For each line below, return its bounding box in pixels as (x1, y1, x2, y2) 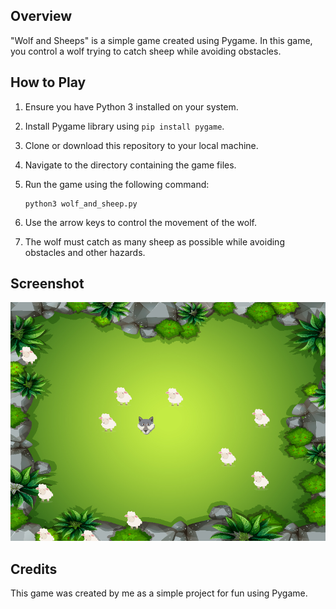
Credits (10, 560, 58, 578)
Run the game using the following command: (24, 178, 210, 190)
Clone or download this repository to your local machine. (24, 139, 259, 151)
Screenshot (10, 275, 85, 293)
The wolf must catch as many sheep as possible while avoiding (24, 235, 285, 248)
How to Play (10, 74, 87, 91)
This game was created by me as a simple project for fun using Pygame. (10, 587, 308, 599)
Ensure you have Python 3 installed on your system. (24, 100, 239, 113)
